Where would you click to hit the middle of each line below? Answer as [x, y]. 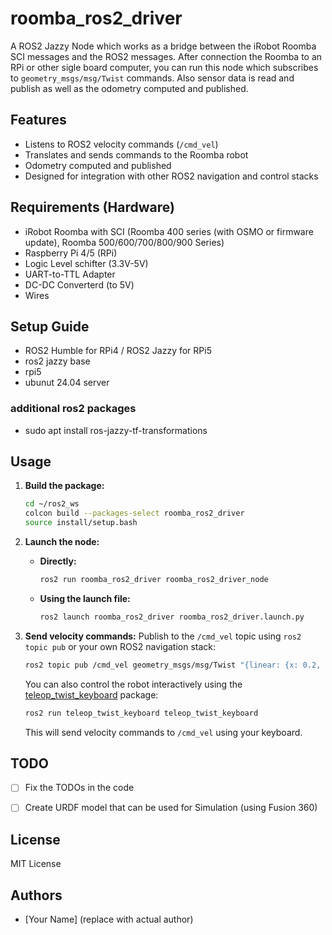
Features [38, 120]
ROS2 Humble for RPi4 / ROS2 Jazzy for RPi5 [118, 351]
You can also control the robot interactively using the [133, 684]
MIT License [36, 864]
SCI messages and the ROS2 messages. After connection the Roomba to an [166, 56]
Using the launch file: [85, 598]
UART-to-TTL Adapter [70, 274]
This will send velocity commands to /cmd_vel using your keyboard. [163, 732]
